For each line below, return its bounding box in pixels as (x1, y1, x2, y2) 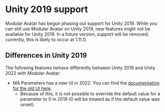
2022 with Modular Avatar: (5, 70, 61, 76)
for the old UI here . (12, 85, 52, 91)
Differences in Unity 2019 (5, 51, 87, 60)
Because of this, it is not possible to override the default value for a (20, 90, 160, 97)
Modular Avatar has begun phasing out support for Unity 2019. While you (5, 20, 158, 26)
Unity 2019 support (5, 4, 89, 15)
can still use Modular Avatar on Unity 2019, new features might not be (5, 25, 151, 31)
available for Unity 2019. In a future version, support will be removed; (5, 31, 149, 37)
